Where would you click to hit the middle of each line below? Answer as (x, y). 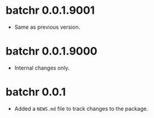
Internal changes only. (42, 68)
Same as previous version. (47, 27)
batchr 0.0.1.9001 (50, 10)
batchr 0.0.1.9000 (51, 51)
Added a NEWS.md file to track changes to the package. (81, 108)
